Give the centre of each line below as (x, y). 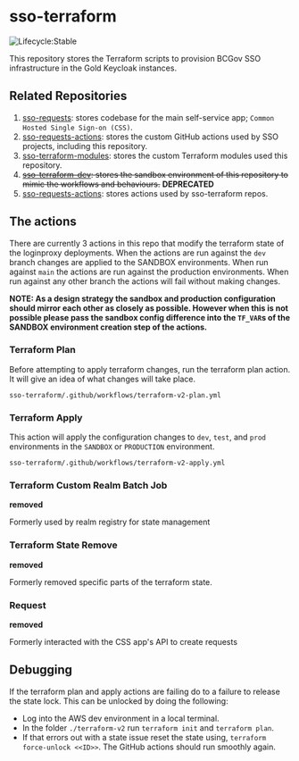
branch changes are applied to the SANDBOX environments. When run (139, 262)
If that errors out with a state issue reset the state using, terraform (144, 737)
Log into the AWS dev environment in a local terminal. (121, 718)
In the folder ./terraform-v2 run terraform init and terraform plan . (148, 728)
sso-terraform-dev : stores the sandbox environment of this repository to (155, 174)
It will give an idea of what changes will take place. (103, 379)
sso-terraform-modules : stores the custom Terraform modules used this (155, 155)
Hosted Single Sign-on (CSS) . (78, 127)
